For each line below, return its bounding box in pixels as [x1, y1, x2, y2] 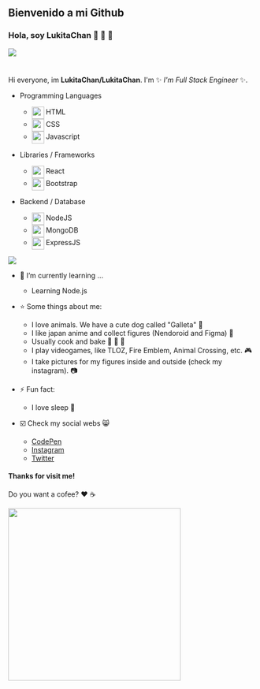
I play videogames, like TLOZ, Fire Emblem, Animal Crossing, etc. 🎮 [31, 345, 252, 355]
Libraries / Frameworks [19, 150, 95, 159]
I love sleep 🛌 [31, 402, 76, 412]
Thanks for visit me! [8, 471, 76, 481]
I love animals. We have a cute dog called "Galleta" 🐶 [31, 319, 203, 330]
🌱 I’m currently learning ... [19, 270, 104, 280]
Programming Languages [19, 91, 102, 100]
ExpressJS [46, 238, 81, 248]
